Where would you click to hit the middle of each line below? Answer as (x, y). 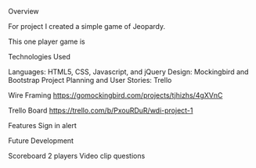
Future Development (41, 141)
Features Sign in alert (42, 125)
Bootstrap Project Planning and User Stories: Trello (90, 80)
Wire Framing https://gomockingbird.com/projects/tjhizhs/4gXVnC (115, 95)
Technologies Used (39, 57)
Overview (23, 11)
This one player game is (47, 41)
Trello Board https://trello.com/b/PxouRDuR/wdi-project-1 (101, 110)
